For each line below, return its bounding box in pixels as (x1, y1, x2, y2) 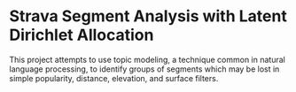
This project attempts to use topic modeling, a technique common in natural (9, 54, 285, 65)
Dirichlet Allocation (9, 25, 154, 45)
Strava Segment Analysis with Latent (9, 6, 288, 27)
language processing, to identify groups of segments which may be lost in (9, 64, 280, 74)
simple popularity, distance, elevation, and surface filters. (9, 73, 219, 83)
